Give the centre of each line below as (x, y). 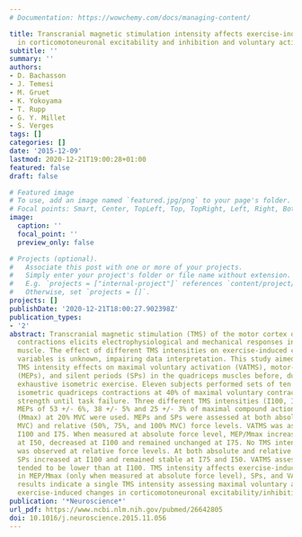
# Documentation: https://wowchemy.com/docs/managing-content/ (130, 18)
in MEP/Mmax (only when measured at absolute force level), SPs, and (150, 476)
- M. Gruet (30, 92)
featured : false (40, 167)
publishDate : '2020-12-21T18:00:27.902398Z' (94, 309)
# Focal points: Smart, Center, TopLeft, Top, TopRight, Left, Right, (144, 209)
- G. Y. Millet (38, 118)
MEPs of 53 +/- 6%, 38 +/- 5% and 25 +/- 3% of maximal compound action (156, 409)
